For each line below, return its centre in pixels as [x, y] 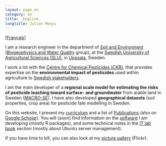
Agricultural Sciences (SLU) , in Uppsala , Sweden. [56, 58]
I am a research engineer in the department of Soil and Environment [74, 47]
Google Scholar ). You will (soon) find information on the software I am [76, 118]
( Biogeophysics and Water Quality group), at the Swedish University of [77, 52]
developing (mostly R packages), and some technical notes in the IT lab [78, 123]
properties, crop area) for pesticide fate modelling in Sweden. [68, 103]
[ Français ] [16, 38]
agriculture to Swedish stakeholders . [43, 78]
